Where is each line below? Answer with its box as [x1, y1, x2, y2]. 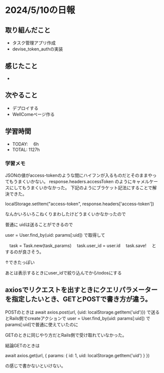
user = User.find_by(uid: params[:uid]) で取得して [5, 232, 105, 238]
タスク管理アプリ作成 [12, 40, 56, 46]
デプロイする [12, 105, 38, 111]
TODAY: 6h [12, 141, 39, 147]
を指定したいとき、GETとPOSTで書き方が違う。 [5, 295, 152, 304]
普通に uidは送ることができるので [5, 221, 73, 227]
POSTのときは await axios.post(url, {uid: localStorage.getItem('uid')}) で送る [5, 309, 160, 315]
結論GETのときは [5, 342, 40, 348]
